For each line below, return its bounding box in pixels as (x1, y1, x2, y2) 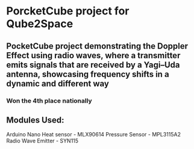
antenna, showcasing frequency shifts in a (6, 69, 170, 79)
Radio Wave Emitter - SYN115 (6, 137, 79, 145)
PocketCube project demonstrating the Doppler (6, 41, 189, 51)
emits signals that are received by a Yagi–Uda (6, 59, 180, 70)
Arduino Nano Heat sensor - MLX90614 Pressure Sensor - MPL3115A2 (6, 131, 181, 138)
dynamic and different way (6, 78, 110, 88)
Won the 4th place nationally (6, 96, 92, 105)
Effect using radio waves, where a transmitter (6, 50, 181, 61)
